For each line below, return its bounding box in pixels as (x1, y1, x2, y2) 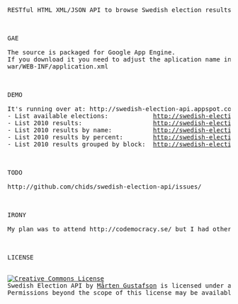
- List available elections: (7, 112, 108, 119)
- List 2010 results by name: (7, 127, 113, 134)
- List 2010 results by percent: (7, 134, 124, 141)
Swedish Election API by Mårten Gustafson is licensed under (7, 282, 225, 289)
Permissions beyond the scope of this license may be (7, 289, 198, 296)
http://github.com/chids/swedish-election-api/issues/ (7, 183, 202, 190)
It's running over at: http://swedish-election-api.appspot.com (7, 105, 236, 112)
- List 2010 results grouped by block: (7, 141, 146, 148)
